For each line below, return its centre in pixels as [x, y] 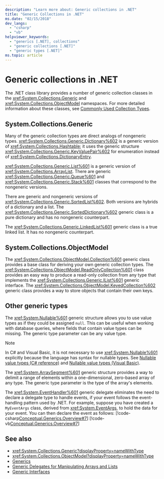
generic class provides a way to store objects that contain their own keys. [79, 290]
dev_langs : [16, 23]
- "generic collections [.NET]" [43, 46]
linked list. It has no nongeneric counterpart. [50, 232]
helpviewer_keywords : [27, 37]
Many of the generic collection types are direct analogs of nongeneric [76, 136]
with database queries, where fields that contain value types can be [73, 328]
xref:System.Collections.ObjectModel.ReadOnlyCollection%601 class [75, 270]
